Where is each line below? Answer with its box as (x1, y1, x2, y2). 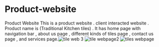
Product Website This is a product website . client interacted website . (5, 20, 149, 26)
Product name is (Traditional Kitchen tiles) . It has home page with (5, 25, 141, 31)
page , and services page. (5, 36, 59, 42)
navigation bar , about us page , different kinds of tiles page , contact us (5, 30, 154, 36)
